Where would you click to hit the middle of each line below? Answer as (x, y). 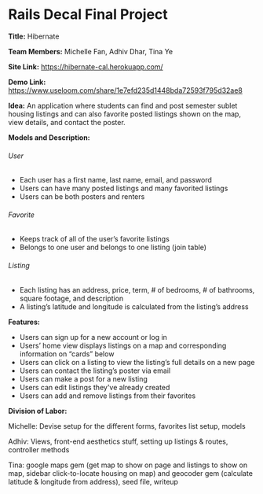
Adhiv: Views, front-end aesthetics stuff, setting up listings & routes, (118, 441)
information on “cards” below (67, 354)
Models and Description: (49, 137)
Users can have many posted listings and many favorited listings (124, 188)
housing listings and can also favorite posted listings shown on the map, (125, 114)
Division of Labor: (38, 411)
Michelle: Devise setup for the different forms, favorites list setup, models (127, 426)
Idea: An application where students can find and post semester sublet (123, 105)
